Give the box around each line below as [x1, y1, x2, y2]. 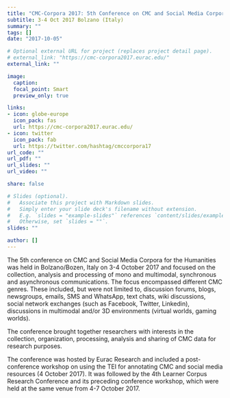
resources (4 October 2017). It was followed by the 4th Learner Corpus [7, 369, 207, 377]
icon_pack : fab [13, 136, 57, 143]
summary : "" [7, 23, 41, 29]
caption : [13, 79, 38, 86]
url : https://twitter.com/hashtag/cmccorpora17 [13, 142, 152, 149]
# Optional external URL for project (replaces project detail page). [7, 48, 213, 55]
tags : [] [7, 29, 32, 36]
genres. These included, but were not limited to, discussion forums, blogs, [7, 285, 216, 293]
